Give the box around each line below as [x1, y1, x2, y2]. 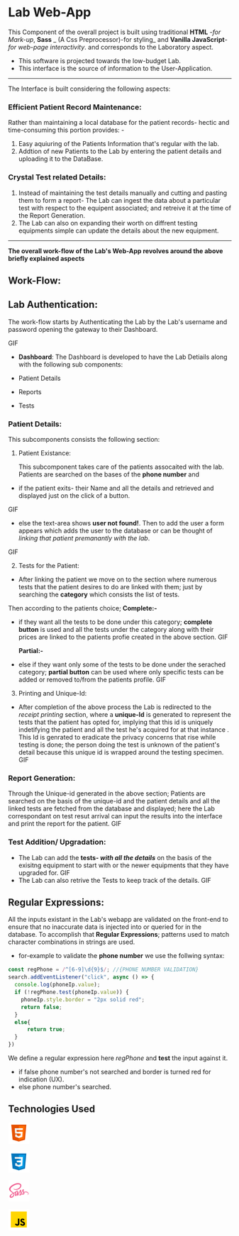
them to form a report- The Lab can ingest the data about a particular [18, 196, 221, 204]
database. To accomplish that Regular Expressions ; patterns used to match [8, 930, 230, 939]
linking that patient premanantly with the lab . [18, 534, 150, 542]
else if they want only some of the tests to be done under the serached [18, 660, 226, 669]
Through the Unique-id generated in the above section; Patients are [8, 789, 206, 798]
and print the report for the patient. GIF [8, 820, 122, 828]
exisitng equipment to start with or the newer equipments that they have [18, 861, 229, 869]
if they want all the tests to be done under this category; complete [18, 618, 213, 626]
